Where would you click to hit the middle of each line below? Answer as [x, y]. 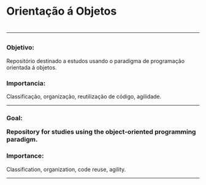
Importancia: [26, 83]
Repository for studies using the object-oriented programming [101, 132]
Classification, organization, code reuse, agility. [66, 169]
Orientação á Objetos [62, 11]
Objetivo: [21, 48]
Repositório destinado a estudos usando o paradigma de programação [96, 61]
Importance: [25, 156]
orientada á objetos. [32, 67]
